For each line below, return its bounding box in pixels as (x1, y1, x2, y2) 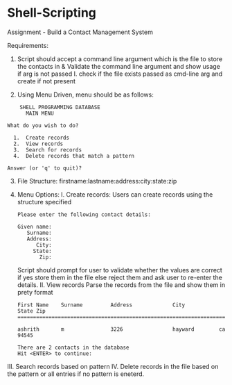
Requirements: (7, 41, 48, 49)
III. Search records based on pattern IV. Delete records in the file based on (7, 362, 219, 370)
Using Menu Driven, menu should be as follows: (17, 90, 154, 99)
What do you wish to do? (7, 122, 79, 129)
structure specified (17, 197, 72, 206)
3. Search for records (13, 146, 82, 154)
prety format (17, 288, 53, 296)
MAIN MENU (25, 110, 54, 117)
